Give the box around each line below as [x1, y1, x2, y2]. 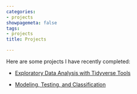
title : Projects [6, 36, 46, 42]
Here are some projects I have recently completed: [6, 58, 130, 65]
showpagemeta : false [6, 20, 58, 26]
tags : [6, 25, 20, 32]
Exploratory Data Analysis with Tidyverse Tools [14, 70, 131, 76]
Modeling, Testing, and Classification [14, 81, 106, 88]
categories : [6, 8, 36, 15]
